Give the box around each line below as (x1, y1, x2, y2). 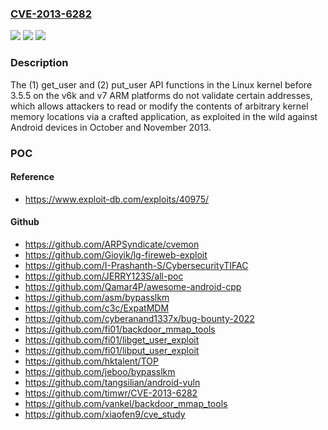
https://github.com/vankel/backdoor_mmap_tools (24, 397, 228, 409)
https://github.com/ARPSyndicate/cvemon (24, 238, 200, 250)
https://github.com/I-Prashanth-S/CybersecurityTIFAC (24, 259, 249, 271)
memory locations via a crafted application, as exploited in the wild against (10, 110, 318, 122)
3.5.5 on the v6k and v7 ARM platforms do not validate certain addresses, (10, 89, 313, 101)
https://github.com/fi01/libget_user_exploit (24, 333, 200, 346)
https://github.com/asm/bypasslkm (24, 291, 170, 303)
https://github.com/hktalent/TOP (24, 355, 159, 367)
